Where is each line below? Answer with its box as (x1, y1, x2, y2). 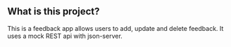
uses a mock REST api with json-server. (7, 32, 123, 40)
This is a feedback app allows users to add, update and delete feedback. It (7, 24, 224, 32)
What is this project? (7, 6, 100, 18)
